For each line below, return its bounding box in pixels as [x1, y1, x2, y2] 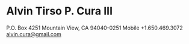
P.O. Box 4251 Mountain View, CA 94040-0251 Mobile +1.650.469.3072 [6, 24, 184, 31]
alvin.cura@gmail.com [6, 30, 61, 37]
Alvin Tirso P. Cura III [6, 4, 113, 18]
